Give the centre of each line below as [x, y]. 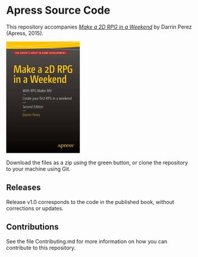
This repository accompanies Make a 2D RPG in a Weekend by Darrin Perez [99, 27]
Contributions [32, 227]
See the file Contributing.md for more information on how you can [87, 241]
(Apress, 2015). [25, 33]
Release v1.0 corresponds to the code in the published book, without [90, 202]
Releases [23, 188]
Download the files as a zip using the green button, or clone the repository [97, 162]
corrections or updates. [35, 208]
